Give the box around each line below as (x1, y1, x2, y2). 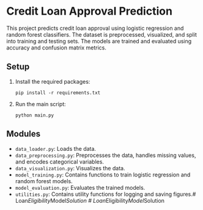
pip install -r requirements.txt (15, 90, 101, 96)
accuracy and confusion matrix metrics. (6, 44, 107, 51)
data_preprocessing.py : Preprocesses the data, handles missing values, (15, 151, 196, 159)
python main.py (15, 112, 54, 118)
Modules (6, 129, 41, 139)
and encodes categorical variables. (15, 157, 104, 165)
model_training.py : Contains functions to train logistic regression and (15, 171, 191, 178)
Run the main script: (15, 100, 66, 107)
